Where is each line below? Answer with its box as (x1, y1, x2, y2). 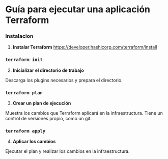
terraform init (5, 57, 43, 63)
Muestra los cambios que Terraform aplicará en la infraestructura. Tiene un (5, 110, 163, 116)
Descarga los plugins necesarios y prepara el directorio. (5, 77, 123, 83)
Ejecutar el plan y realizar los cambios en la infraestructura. (5, 148, 130, 154)
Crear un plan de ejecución (12, 100, 71, 107)
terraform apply (5, 128, 46, 134)
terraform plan (5, 90, 43, 95)
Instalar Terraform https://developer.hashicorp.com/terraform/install (12, 44, 157, 50)
